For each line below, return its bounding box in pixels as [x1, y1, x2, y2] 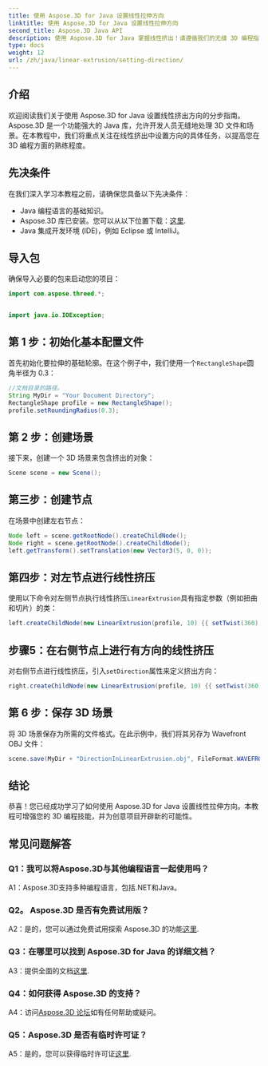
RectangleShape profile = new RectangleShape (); [8, 398, 173, 407]
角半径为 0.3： [8, 368, 56, 378]
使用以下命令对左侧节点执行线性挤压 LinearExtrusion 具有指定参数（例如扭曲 [8, 593, 258, 603]
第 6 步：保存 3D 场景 [8, 706, 113, 719]
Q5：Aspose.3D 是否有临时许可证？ [8, 1029, 148, 1040]
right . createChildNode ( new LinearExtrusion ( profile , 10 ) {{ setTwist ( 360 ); [8, 682, 266, 690]
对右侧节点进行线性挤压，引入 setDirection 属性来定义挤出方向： [8, 666, 219, 676]
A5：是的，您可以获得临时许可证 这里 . [8, 1049, 132, 1059]
